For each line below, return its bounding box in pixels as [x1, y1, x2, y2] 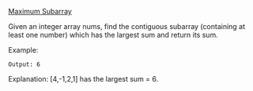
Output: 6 [8, 60, 41, 68]
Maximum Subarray [8, 7, 73, 16]
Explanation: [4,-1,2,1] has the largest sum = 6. [8, 75, 159, 83]
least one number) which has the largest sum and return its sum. [8, 31, 219, 39]
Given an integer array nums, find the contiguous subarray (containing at [8, 22, 246, 31]
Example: [8, 45, 39, 54]
